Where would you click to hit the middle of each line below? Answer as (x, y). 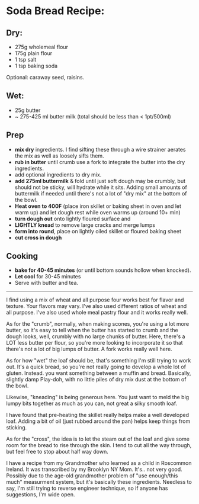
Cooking (22, 256)
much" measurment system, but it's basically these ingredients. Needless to (99, 482)
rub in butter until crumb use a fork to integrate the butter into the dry (100, 162)
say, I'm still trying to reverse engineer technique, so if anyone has (87, 488)
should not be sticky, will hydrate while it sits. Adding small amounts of (101, 187)
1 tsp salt (25, 60)
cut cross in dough (38, 237)
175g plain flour (33, 53)
